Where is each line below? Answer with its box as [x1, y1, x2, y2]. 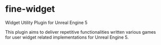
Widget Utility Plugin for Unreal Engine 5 [5, 20, 88, 25]
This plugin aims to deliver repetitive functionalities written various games [5, 29, 156, 35]
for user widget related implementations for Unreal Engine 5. [5, 34, 129, 40]
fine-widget [5, 3, 55, 15]
